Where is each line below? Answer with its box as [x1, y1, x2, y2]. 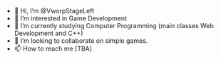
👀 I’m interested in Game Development [14, 14, 127, 22]
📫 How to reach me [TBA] [14, 44, 93, 53]
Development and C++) [14, 29, 83, 37]
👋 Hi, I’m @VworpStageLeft [14, 7, 95, 15]
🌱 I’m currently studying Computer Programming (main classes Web [14, 22, 214, 29]
